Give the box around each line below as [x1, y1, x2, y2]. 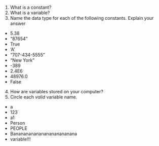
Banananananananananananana [10, 131, 77, 136]
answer [10, 20, 26, 26]
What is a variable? [10, 10, 50, 16]
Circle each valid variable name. [10, 94, 77, 100]
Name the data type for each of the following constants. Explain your [10, 15, 154, 21]
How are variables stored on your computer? [10, 89, 104, 94]
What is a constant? [10, 5, 52, 10]
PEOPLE [10, 125, 28, 131]
